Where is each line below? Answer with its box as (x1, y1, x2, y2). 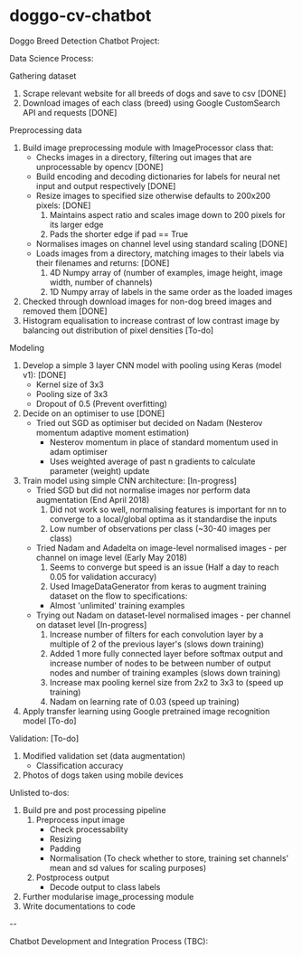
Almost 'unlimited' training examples (49, 600, 185, 611)
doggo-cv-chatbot (9, 5, 152, 26)
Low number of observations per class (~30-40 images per (49, 523, 271, 534)
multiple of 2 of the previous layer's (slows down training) (49, 639, 265, 649)
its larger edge (49, 219, 104, 230)
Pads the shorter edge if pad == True (49, 228, 188, 240)
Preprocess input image (35, 814, 125, 825)
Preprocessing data (9, 124, 83, 136)
